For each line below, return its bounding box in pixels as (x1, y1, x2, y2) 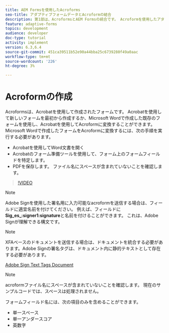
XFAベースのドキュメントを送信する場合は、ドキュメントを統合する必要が (5, 239, 159, 245)
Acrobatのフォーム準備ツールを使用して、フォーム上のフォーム (12, 151, 143, 157)
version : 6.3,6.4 (5, 45, 42, 50)
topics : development (5, 26, 49, 31)
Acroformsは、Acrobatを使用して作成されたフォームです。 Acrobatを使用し (5, 109, 162, 115)
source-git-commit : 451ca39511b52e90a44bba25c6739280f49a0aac (5, 49, 138, 54)
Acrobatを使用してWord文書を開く (12, 144, 84, 151)
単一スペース (12, 310, 39, 316)
